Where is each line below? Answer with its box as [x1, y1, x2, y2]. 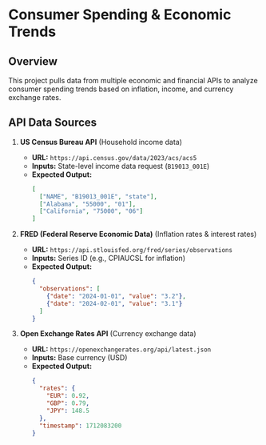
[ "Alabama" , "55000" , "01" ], [38, 200, 137, 208]
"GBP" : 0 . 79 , [46, 399, 90, 407]
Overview [8, 54, 58, 68]
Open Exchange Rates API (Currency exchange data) [19, 329, 197, 339]
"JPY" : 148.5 [46, 407, 90, 415]
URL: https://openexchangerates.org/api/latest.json [31, 344, 212, 354]
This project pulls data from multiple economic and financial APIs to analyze [8, 76, 258, 85]
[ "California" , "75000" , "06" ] [38, 207, 144, 215]
